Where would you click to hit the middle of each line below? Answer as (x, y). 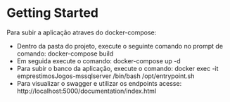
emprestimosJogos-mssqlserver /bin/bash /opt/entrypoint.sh (106, 76)
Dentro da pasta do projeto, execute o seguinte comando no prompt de (120, 46)
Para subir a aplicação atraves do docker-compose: (82, 32)
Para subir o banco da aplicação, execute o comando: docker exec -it (117, 68)
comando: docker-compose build (65, 53)
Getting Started (53, 13)
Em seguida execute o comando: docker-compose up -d (98, 60)
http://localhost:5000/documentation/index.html (87, 91)
